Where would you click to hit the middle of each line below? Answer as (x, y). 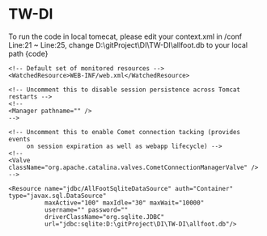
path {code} (28, 53)
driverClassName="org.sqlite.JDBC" (104, 217)
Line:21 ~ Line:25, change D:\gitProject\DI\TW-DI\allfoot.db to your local (128, 44)
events (19, 139)
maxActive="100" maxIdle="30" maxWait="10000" (124, 203)
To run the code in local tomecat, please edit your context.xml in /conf (125, 36)
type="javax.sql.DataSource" (57, 196)
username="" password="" (86, 210)
